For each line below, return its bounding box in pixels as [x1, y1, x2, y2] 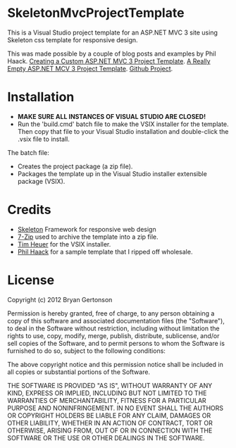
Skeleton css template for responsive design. [7, 35, 139, 44]
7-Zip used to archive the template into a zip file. [17, 232, 159, 241]
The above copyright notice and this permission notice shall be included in [7, 360, 223, 368]
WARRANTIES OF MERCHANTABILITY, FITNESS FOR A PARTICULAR [7, 396, 206, 404]
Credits [7, 202, 51, 218]
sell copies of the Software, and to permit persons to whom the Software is [7, 339, 225, 347]
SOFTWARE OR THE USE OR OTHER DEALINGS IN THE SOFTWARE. [7, 433, 205, 442]
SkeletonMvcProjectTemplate [7, 5, 185, 21]
